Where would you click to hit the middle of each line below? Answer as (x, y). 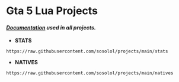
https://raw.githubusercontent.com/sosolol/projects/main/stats (87, 51)
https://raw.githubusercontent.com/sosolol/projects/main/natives (90, 73)
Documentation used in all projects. (51, 27)
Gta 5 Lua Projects (52, 11)
